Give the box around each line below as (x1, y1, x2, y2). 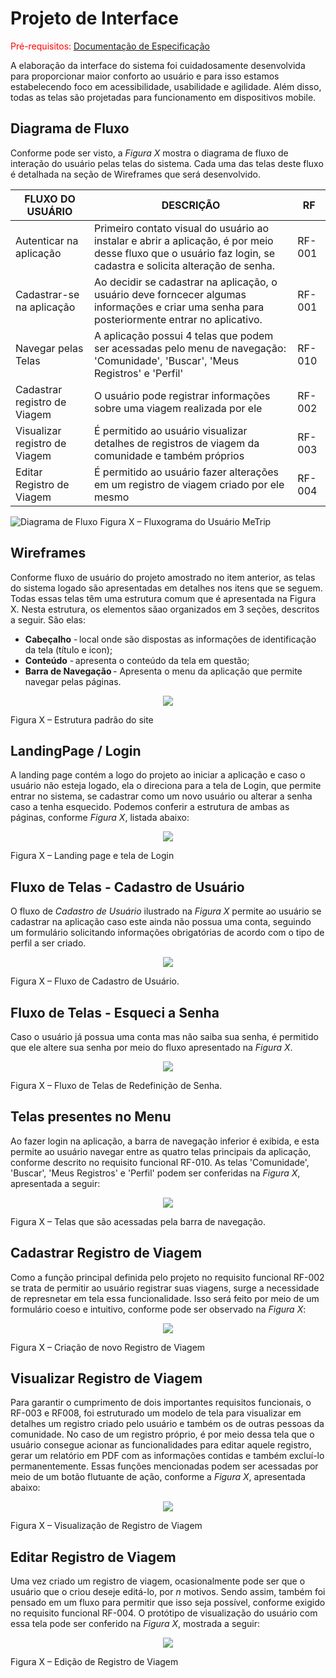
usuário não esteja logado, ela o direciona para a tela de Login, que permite (10, 780, 322, 792)
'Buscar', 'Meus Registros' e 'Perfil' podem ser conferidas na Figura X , (10, 1167, 301, 1179)
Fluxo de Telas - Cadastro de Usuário (10, 878, 245, 896)
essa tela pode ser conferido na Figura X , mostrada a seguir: (10, 1618, 260, 1630)
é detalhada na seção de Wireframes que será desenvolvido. (10, 168, 261, 180)
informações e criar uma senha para (93, 300, 265, 314)
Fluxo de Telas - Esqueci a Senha (10, 1004, 220, 1021)
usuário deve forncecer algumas (93, 287, 247, 301)
